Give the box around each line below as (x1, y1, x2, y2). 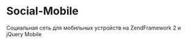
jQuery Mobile (6, 30, 42, 37)
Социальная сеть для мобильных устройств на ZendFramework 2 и (6, 24, 182, 31)
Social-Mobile (6, 4, 79, 18)
